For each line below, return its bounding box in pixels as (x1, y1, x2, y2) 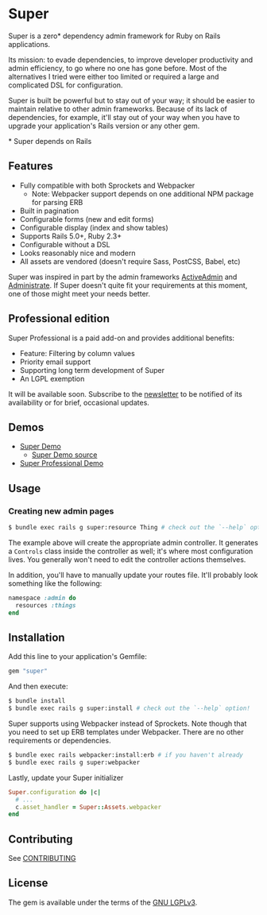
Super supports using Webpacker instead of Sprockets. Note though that (8, 719, 247, 728)
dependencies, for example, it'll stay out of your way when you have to (8, 112, 241, 122)
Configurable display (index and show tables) (19, 223, 168, 232)
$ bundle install (8, 697, 66, 705)
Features (8, 160, 53, 173)
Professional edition (8, 312, 110, 326)
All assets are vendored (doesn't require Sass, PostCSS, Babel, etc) (19, 256, 241, 266)
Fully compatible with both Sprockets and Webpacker (19, 180, 195, 190)
